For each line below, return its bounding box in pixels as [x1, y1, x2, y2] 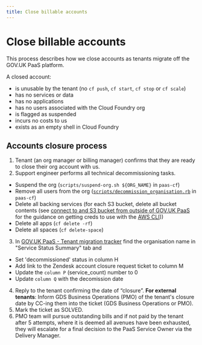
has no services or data [14, 91, 74, 98]
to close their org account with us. [14, 163, 101, 170]
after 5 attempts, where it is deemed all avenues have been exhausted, [14, 319, 191, 326]
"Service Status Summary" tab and [14, 244, 103, 251]
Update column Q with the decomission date [14, 276, 124, 283]
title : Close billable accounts [6, 8, 87, 15]
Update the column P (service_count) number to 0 [14, 269, 138, 276]
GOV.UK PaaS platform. [6, 61, 65, 68]
